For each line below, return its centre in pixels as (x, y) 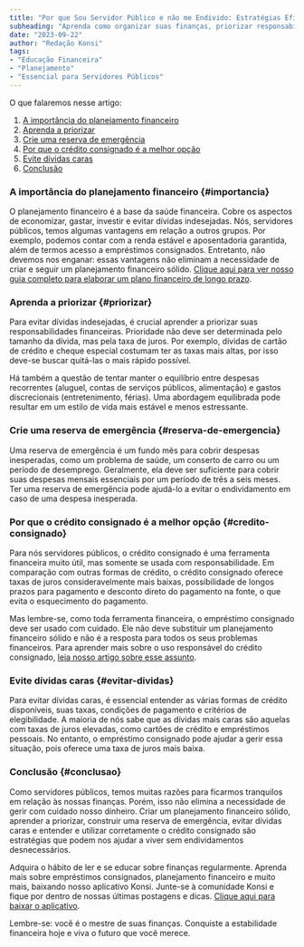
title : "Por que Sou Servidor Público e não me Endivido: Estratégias (145, 18)
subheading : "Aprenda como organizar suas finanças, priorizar (131, 26)
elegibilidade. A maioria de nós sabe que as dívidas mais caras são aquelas (150, 720)
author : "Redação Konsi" (56, 43)
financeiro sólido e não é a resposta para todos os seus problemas (133, 638)
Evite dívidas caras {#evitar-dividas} (92, 681)
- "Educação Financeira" (56, 60)
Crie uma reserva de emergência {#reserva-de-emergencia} (145, 430)
